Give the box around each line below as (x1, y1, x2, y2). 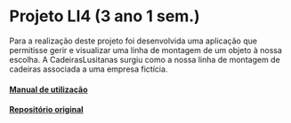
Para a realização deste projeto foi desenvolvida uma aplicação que (9, 35, 258, 46)
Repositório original (9, 104, 84, 115)
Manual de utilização (9, 84, 88, 95)
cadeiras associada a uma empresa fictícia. (9, 64, 168, 74)
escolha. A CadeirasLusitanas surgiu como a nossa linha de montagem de (9, 54, 280, 65)
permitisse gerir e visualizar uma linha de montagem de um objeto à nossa (9, 44, 283, 55)
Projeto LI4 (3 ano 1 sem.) (9, 6, 200, 27)
